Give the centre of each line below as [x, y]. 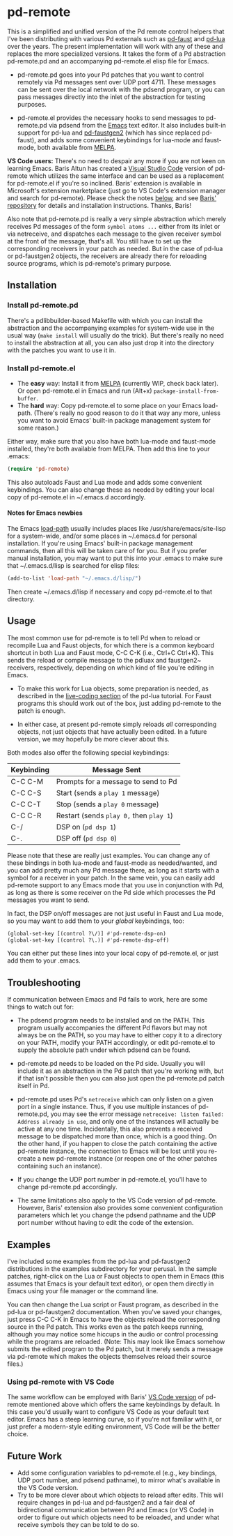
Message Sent [116, 769]
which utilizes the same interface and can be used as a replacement [127, 176]
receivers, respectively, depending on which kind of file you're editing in [111, 668]
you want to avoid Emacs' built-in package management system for [114, 420]
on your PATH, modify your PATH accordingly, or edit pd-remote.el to [116, 1043]
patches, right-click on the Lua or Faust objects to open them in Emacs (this [116, 1277]
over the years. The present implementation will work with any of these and [115, 46]
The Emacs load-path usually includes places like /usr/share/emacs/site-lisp [116, 528]
